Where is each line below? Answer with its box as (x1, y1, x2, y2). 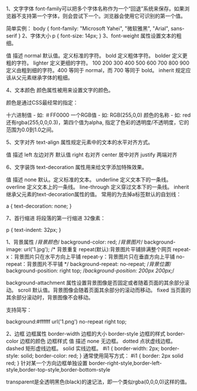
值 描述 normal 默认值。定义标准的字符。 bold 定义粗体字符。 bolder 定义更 (6, 52, 188, 59)
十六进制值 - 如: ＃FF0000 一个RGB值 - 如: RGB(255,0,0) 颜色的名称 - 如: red (6, 112, 191, 119)
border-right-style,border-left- (89, 360, 162, 366)
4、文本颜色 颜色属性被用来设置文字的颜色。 (6, 87, 114, 93)
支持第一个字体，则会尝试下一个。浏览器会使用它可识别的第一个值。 (21, 12, 186, 19)
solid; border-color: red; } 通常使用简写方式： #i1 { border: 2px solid (20, 352, 184, 359)
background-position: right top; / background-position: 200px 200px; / (6, 267, 175, 274)
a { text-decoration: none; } (6, 203, 72, 210)
